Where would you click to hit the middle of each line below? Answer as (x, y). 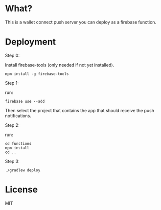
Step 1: (12, 83)
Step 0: (12, 55)
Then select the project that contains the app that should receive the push (80, 110)
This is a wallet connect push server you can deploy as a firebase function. (81, 22)
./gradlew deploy (23, 170)
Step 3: (12, 161)
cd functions (18, 143)
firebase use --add (25, 101)
